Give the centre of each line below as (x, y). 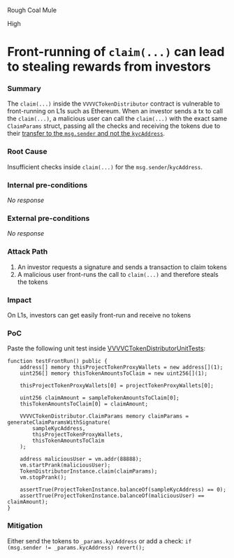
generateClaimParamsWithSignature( (59, 422)
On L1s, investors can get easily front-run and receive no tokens (99, 315)
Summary (24, 89)
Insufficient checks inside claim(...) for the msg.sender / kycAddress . (105, 166)
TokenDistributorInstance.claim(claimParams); (89, 471)
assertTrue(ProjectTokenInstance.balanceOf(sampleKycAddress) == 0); (123, 490)
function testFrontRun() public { (58, 362)
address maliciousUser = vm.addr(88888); (81, 459)
